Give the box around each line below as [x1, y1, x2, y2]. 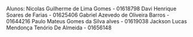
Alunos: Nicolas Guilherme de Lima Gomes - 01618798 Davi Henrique [6, 5, 177, 12]
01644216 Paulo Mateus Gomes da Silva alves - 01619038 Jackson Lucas [6, 18, 187, 24]
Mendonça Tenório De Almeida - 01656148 [6, 24, 112, 31]
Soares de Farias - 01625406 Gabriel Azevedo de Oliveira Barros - [6, 11, 170, 18]
